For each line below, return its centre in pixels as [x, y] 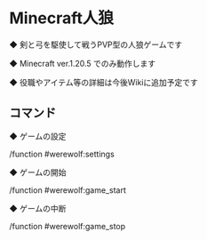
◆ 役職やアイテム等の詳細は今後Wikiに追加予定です [103, 82]
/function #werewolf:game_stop [68, 226]
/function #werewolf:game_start [68, 190]
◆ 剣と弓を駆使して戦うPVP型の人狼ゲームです [96, 44]
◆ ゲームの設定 [38, 136]
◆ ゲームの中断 [38, 208]
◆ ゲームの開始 [38, 172]
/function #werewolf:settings [62, 154]
